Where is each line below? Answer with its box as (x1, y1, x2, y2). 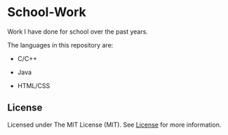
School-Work (7, 4, 86, 20)
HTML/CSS (17, 81, 51, 90)
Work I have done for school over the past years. (7, 27, 149, 36)
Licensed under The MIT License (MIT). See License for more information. (7, 120, 222, 129)
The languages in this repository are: (7, 41, 114, 49)
